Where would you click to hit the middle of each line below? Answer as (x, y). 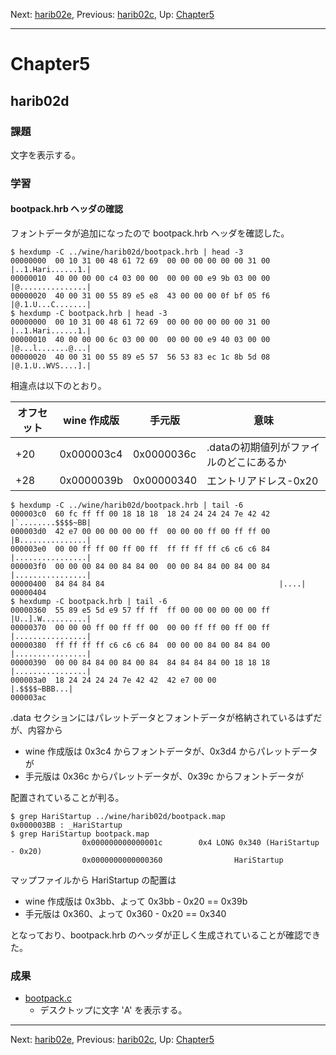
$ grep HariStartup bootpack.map (80, 834)
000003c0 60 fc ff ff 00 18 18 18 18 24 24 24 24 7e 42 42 (140, 514)
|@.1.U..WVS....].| (51, 366)
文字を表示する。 (45, 155)
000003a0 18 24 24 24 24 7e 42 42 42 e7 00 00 (113, 680)
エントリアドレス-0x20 (262, 481)
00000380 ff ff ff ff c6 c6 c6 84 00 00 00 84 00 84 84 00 (140, 645)
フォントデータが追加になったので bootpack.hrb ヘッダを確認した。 (150, 233)
